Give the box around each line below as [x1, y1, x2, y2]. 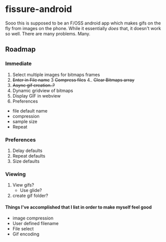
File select [12, 226, 34, 232]
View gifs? [12, 182, 34, 188]
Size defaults [12, 158, 40, 164]
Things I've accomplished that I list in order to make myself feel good [5, 204, 152, 210]
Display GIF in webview [12, 92, 61, 98]
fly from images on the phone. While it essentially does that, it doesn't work [5, 25, 161, 31]
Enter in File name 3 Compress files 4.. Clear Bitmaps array [12, 76, 134, 83]
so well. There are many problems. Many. [5, 30, 91, 36]
